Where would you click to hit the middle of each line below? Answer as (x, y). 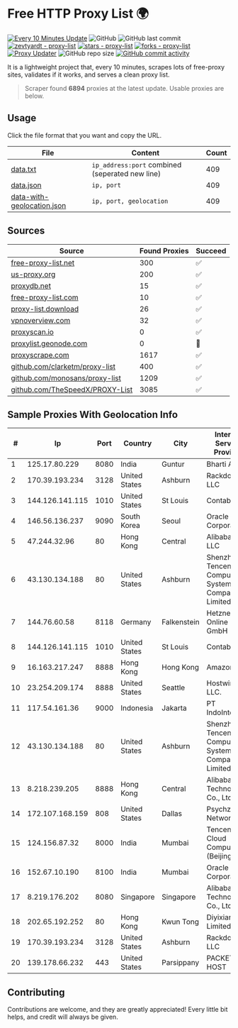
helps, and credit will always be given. (63, 1017)
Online (217, 622)
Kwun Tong (181, 922)
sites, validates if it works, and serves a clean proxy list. (89, 74)
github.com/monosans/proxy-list (66, 378)
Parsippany (181, 963)
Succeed (211, 250)
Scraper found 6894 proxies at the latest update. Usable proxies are (124, 88)
